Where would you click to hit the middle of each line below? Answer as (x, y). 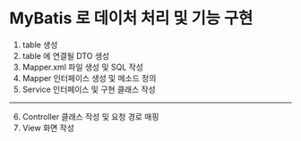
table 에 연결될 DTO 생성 (66, 55)
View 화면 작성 (48, 128)
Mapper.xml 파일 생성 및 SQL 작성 (82, 67)
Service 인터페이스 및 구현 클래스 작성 (89, 89)
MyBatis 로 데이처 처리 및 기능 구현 (131, 18)
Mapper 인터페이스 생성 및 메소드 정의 (89, 78)
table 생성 (40, 45)
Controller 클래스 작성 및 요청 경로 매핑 (90, 116)
